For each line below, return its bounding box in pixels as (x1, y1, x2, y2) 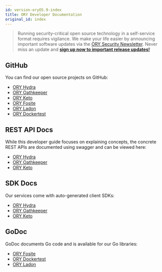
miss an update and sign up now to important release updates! (17, 46, 150, 53)
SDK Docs (5, 179, 38, 188)
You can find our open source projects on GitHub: (5, 74, 108, 80)
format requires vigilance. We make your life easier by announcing (17, 36, 155, 42)
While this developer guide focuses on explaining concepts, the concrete (5, 139, 157, 145)
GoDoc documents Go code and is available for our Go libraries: (5, 241, 138, 247)
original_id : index (5, 17, 46, 22)
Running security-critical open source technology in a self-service (17, 31, 155, 37)
